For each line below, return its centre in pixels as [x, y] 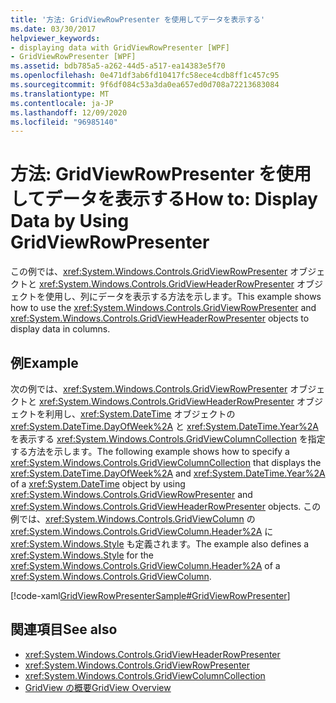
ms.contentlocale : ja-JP [62, 103]
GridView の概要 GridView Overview [98, 687]
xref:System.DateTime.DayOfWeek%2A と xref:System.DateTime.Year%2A [164, 426]
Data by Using [70, 221]
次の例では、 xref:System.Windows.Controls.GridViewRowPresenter [149, 389]
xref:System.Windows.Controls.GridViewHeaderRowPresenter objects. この [166, 506]
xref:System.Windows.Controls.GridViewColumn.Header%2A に [142, 531]
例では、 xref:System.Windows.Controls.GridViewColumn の [133, 519]
